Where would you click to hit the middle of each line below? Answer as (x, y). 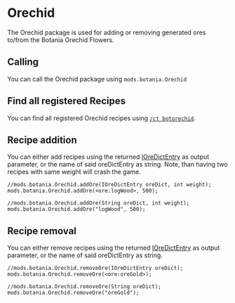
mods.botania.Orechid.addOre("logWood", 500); (76, 209)
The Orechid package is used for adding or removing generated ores (107, 32)
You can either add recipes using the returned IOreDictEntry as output (108, 157)
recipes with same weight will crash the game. (74, 172)
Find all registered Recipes (67, 101)
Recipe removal (42, 231)
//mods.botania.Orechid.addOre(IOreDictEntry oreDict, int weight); (109, 185)
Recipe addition (42, 140)
